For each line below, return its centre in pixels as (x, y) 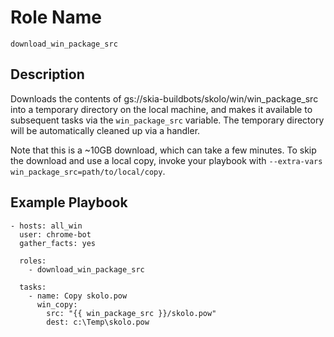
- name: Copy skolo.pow (78, 296)
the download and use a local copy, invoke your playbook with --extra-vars (166, 160)
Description (47, 74)
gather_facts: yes (58, 243)
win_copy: (57, 304)
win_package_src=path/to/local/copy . (88, 171)
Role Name (56, 17)
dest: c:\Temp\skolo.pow (98, 322)
